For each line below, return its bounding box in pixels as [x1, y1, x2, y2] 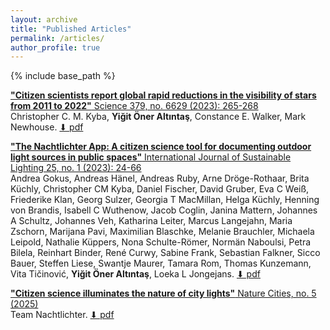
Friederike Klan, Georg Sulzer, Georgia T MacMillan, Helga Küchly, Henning [10, 194, 320, 206]
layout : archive [10, 14, 78, 25]
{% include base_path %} [10, 70, 116, 82]
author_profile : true [10, 42, 101, 53]
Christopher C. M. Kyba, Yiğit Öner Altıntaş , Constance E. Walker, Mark [10, 111, 307, 123]
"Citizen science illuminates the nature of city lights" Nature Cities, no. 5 [10, 287, 317, 300]
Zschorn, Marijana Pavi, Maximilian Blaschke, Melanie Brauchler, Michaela [10, 226, 315, 238]
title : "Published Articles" [10, 24, 132, 34]
